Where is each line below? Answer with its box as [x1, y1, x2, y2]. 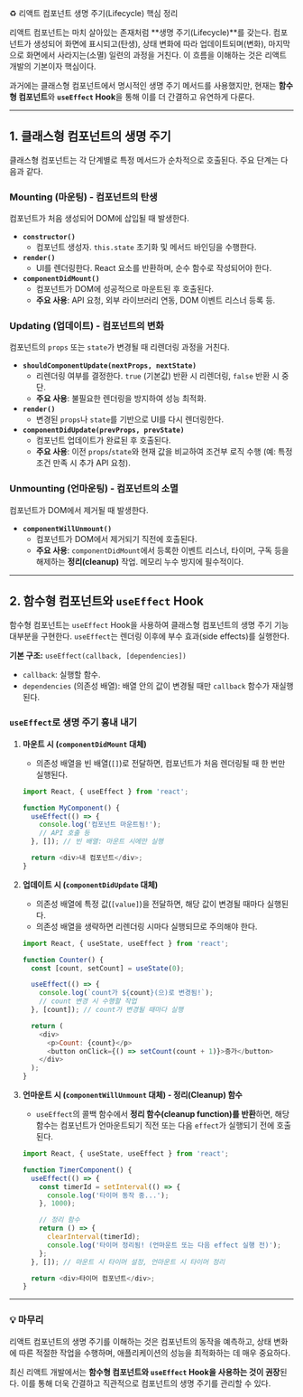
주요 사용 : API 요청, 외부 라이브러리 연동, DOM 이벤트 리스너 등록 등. [35, 295, 276, 305]
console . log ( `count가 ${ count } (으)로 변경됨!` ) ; [39, 989, 214, 998]
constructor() [22, 233, 76, 242]
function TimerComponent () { [22, 1165, 133, 1175]
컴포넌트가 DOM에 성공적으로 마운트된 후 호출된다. [35, 284, 215, 295]
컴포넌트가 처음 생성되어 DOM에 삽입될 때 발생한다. [9, 213, 189, 224]
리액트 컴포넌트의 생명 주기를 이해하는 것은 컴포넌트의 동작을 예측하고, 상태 [9, 1336, 272, 1346]
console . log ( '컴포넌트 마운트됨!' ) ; [39, 820, 161, 830]
